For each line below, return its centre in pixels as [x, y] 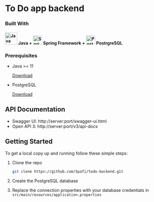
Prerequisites [21, 55]
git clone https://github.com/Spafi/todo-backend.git [68, 171]
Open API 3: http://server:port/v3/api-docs [55, 126]
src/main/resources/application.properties [57, 195]
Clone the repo [27, 162]
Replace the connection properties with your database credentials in [80, 190]
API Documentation [35, 109]
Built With [17, 24]
